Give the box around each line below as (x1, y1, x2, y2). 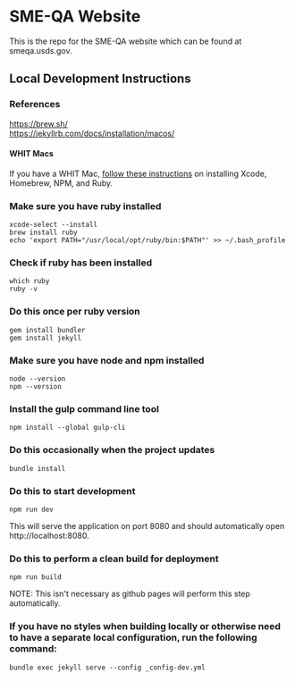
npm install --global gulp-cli (9, 423, 126, 433)
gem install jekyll (9, 333, 82, 342)
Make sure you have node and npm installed (9, 354, 205, 366)
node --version (9, 374, 66, 383)
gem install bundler (9, 325, 87, 334)
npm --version (9, 383, 63, 391)
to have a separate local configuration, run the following (9, 632, 257, 644)
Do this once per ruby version (9, 306, 140, 318)
